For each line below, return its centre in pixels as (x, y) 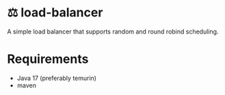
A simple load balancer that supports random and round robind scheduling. (113, 31)
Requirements (48, 59)
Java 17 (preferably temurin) (57, 78)
